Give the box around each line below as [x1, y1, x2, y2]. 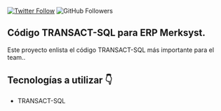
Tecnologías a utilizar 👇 [7, 74, 113, 86]
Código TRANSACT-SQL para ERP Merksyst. [7, 27, 206, 39]
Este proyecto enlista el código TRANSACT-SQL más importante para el [7, 46, 215, 54]
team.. [7, 53, 26, 61]
